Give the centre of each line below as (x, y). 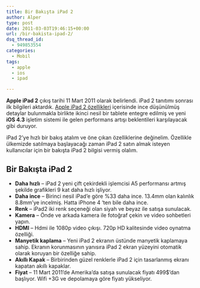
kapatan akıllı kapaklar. (43, 266)
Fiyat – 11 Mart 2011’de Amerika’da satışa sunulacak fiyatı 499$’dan (97, 272)
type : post (20, 23)
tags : (13, 62)
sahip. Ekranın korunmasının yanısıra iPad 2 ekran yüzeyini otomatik (98, 247)
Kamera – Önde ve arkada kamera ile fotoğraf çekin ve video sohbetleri (103, 215)
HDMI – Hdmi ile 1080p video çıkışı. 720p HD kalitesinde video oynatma (103, 228)
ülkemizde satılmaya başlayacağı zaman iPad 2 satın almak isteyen (88, 144)
